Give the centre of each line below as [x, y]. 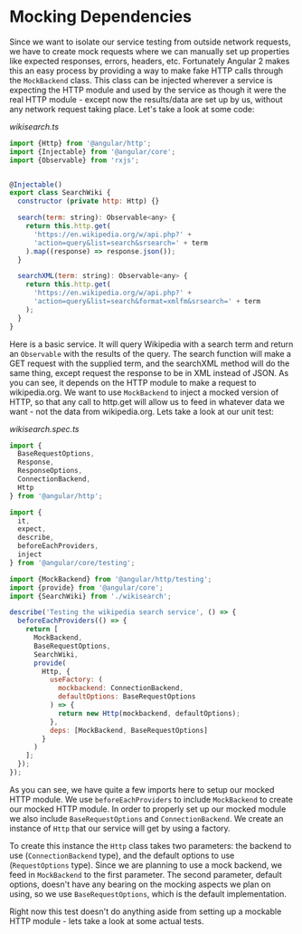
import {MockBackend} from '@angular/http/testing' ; [111, 579]
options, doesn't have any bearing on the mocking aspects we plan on [140, 884]
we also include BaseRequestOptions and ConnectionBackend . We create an [146, 818]
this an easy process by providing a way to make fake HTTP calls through [146, 71]
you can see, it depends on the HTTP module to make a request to [133, 382]
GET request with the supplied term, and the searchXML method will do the [150, 363]
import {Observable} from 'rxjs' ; [75, 160]
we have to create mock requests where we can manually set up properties [150, 51]
